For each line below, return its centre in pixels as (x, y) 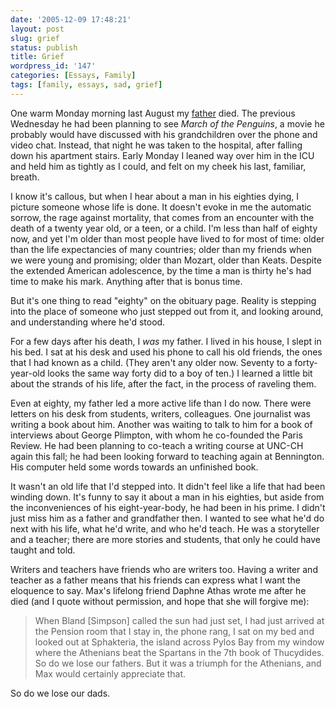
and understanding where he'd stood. (88, 322)
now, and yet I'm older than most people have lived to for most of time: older (167, 238)
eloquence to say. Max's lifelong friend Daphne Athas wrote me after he (158, 590)
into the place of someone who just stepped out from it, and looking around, (167, 311)
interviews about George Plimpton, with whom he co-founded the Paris (156, 435)
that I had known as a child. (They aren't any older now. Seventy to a (151, 362)
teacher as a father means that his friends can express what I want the (155, 580)
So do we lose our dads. (60, 693)
